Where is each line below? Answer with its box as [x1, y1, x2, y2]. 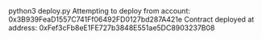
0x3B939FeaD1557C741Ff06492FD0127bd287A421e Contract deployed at [8, 14, 255, 24]
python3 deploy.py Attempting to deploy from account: [8, 6, 191, 15]
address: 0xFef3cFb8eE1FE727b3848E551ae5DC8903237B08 [8, 23, 215, 33]
